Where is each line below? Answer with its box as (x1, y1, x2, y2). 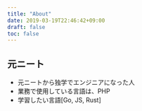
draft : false (7, 23, 46, 30)
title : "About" (7, 10, 52, 18)
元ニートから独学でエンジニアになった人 (17, 78, 135, 87)
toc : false (7, 30, 39, 37)
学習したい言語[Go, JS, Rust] (17, 96, 102, 105)
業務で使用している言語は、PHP (17, 87, 110, 95)
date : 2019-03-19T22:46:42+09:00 (7, 17, 105, 24)
